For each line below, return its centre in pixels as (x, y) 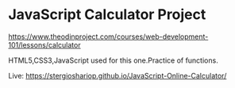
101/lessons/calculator (44, 44)
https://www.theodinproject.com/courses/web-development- (108, 36)
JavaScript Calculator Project (107, 15)
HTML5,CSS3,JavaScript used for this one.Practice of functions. (113, 60)
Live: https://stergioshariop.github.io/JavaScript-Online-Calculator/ (118, 75)
